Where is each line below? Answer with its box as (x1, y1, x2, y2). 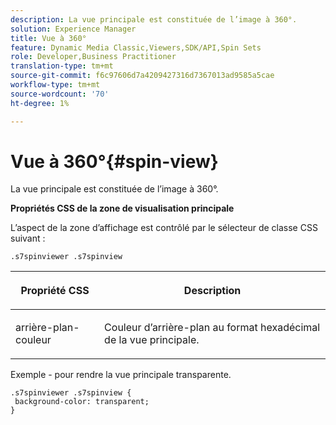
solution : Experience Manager (10, 24, 137, 34)
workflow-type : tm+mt (10, 80, 101, 90)
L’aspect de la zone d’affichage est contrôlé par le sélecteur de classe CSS (10, 222, 318, 234)
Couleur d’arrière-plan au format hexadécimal (104, 321, 321, 335)
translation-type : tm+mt (10, 61, 114, 71)
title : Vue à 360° (10, 33, 87, 43)
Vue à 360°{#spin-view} (10, 150, 219, 173)
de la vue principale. (104, 333, 200, 347)
